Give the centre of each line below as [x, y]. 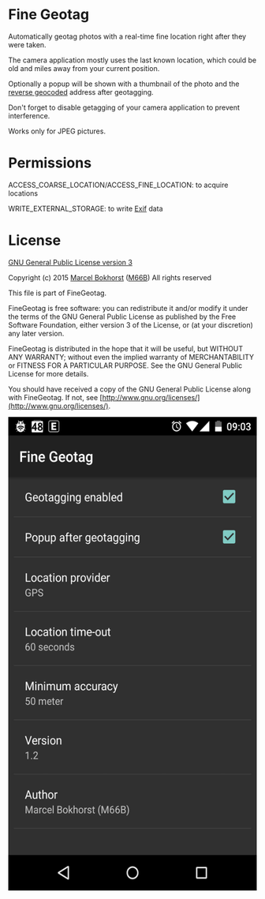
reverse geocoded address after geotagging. [81, 92]
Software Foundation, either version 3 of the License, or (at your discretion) [131, 324]
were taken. [27, 44]
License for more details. [49, 373]
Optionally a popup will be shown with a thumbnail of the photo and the [124, 84]
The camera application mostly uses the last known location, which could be [132, 60]
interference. [29, 115]
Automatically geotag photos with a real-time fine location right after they [127, 36]
